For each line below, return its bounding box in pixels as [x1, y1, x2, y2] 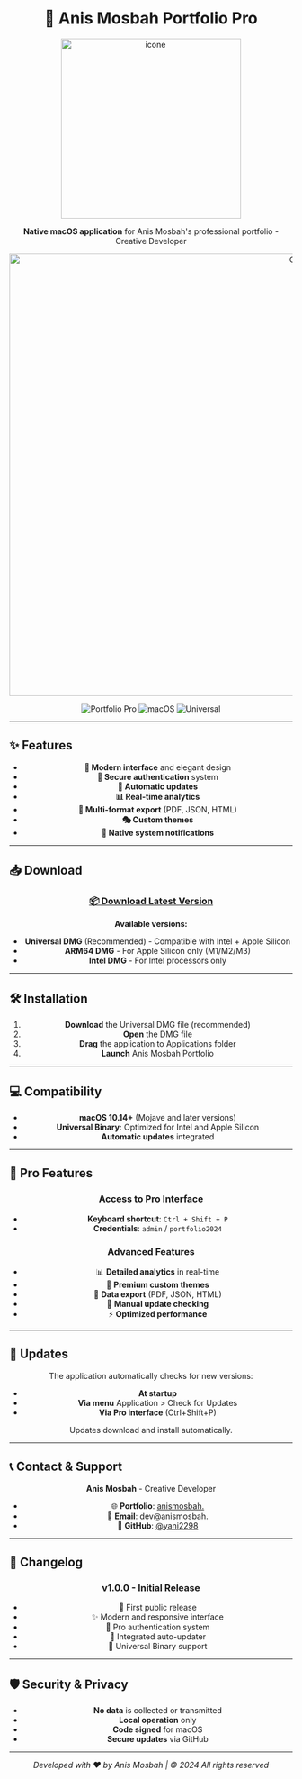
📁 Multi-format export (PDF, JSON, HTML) [77, 803, 238, 814]
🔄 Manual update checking [106, 1299, 209, 1310]
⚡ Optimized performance [108, 1309, 208, 1320]
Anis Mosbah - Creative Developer [85, 1483, 217, 1493]
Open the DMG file [122, 1029, 193, 1039]
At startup [138, 1387, 178, 1399]
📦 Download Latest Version [88, 895, 214, 908]
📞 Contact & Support [9, 1459, 123, 1475]
